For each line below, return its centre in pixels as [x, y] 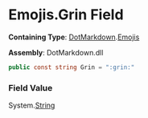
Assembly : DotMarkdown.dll [56, 52]
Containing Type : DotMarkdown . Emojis [74, 37]
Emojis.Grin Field [66, 15]
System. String [32, 105]
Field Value [31, 87]
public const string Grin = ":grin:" [72, 67]
